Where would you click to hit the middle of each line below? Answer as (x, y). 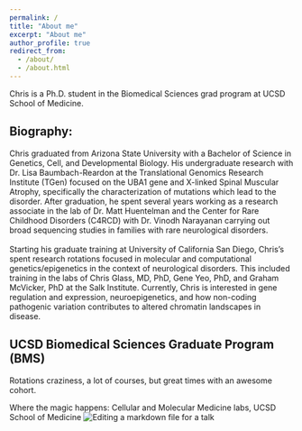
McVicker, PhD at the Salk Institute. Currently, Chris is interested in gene (143, 287)
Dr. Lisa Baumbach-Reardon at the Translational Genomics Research (137, 172)
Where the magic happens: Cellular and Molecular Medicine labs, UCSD (143, 408)
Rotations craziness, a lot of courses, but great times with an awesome (141, 381)
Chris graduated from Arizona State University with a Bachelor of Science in (150, 153)
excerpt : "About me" (48, 34)
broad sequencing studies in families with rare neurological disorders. (139, 230)
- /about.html (44, 69)
